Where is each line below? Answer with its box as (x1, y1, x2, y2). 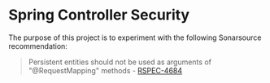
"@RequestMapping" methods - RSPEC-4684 (28, 65, 183, 75)
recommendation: (8, 41, 67, 50)
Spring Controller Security (8, 6, 189, 24)
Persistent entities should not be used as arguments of (28, 57, 211, 67)
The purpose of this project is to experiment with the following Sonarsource (8, 33, 262, 42)
